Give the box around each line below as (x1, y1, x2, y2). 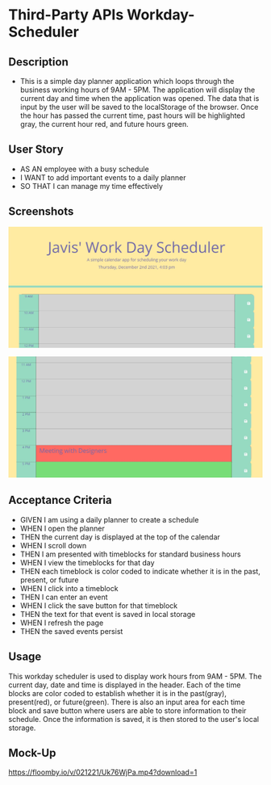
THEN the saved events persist (19, 626, 123, 636)
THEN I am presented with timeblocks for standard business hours (19, 549, 241, 559)
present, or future (19, 575, 79, 585)
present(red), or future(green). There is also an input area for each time (8, 697, 246, 707)
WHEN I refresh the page (19, 618, 104, 628)
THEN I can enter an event (19, 592, 108, 602)
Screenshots (8, 204, 74, 219)
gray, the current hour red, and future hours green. (19, 120, 190, 128)
